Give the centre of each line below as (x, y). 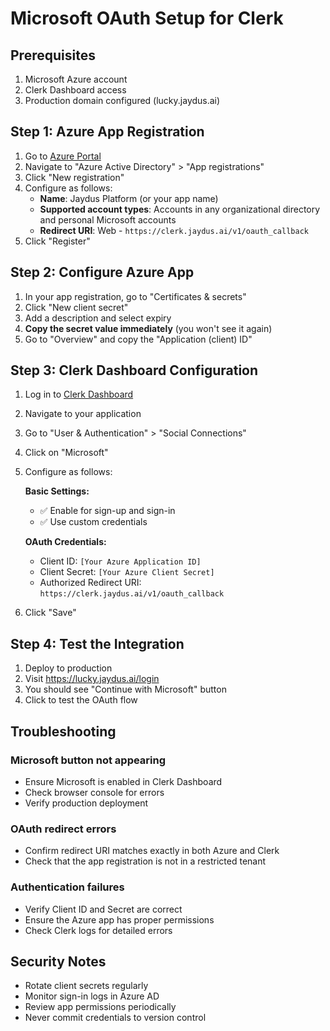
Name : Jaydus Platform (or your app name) (129, 198)
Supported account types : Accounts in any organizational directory (180, 209)
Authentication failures (67, 887)
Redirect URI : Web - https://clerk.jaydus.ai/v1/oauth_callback (174, 230)
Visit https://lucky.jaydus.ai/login (92, 679)
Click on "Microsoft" (66, 453)
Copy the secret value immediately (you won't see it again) (148, 328)
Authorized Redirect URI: (90, 583)
